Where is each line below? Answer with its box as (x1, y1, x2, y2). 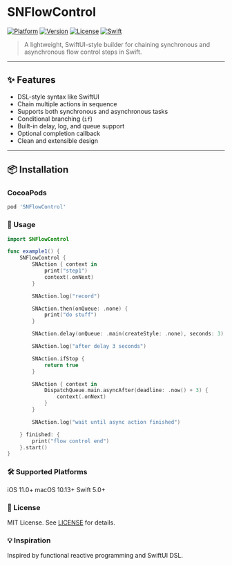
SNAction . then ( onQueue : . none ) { (32, 305, 128, 312)
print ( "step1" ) (43, 267, 88, 275)
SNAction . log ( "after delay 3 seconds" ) (32, 343, 147, 350)
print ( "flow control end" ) (32, 438, 110, 445)
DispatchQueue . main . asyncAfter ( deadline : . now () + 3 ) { (43, 387, 209, 394)
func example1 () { (7, 248, 60, 255)
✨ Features (7, 74, 56, 86)
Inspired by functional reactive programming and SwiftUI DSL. (7, 552, 183, 560)
